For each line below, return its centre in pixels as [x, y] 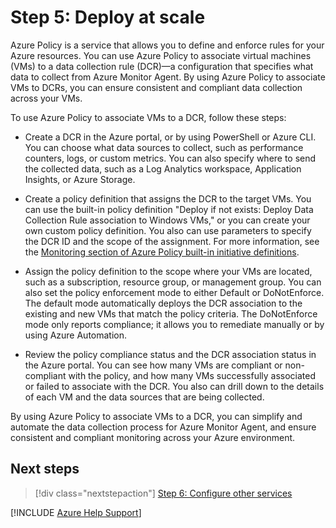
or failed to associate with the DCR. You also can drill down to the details [174, 386]
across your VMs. [46, 98]
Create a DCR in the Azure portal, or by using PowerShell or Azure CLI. [170, 137]
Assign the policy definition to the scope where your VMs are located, [168, 271]
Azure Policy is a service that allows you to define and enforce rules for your [167, 45]
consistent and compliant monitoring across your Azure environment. [153, 437]
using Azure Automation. [76, 335]
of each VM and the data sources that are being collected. [144, 397]
